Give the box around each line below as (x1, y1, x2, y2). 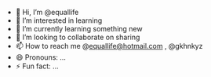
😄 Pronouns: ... (15, 53, 67, 62)
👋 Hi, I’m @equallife (15, 8, 79, 16)
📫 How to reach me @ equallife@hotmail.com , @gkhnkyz (15, 42, 203, 50)
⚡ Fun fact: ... (15, 61, 59, 71)
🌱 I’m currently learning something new (15, 24, 143, 33)
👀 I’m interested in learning (15, 16, 103, 25)
